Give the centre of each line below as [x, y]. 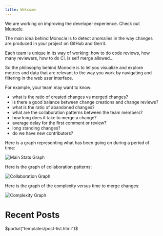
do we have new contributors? [42, 133]
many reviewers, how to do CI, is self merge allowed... [59, 58]
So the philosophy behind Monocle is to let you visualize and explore [74, 67]
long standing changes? [36, 128]
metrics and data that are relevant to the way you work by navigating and [79, 73]
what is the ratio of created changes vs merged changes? [70, 97]
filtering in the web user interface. [39, 78]
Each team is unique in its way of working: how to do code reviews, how [78, 53]
